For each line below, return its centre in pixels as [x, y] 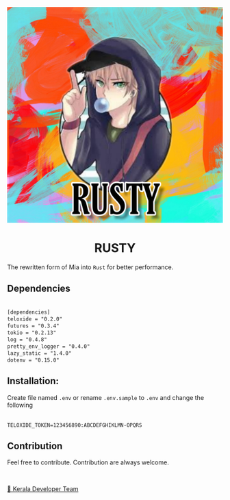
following [20, 405]
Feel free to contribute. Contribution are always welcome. [88, 462]
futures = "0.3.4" [33, 326]
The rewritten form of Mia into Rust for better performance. [90, 267]
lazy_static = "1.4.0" [39, 353]
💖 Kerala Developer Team [43, 489]
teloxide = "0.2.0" [35, 319]
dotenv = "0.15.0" [33, 360]
